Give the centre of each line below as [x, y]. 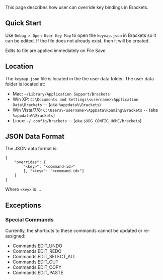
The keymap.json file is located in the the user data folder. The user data [80, 78]
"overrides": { [30, 162]
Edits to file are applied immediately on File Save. [56, 51]
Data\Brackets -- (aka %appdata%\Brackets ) [57, 104]
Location [19, 66]
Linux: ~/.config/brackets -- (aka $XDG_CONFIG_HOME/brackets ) [77, 120]
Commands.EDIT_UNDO [37, 246]
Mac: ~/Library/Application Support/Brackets [61, 94]
